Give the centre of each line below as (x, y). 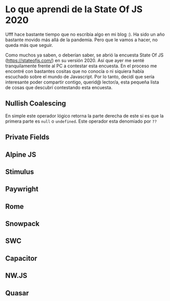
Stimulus (20, 172)
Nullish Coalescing (36, 104)
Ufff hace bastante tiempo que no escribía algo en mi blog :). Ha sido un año (85, 34)
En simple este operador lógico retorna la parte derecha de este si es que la (84, 116)
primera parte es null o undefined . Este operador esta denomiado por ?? (81, 121)
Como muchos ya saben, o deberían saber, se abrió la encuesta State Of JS (84, 55)
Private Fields (27, 137)
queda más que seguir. (29, 45)
